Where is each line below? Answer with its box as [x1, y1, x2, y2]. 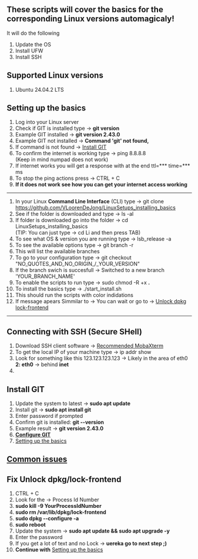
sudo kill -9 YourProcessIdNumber [15, 503, 102, 510]
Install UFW [15, 47, 43, 54]
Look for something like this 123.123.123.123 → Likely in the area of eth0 [15, 355, 188, 362]
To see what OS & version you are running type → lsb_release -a [15, 235, 172, 243]
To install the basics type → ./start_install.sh [15, 285, 122, 293]
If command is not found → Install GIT [15, 143, 107, 150]
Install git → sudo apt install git [15, 406, 92, 413]
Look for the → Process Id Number [15, 496, 99, 503]
